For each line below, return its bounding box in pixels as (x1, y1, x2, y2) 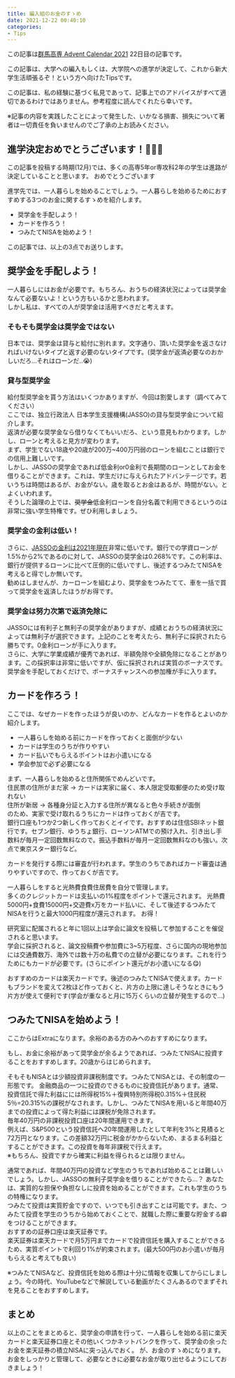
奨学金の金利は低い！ (7, 526, 79, 536)
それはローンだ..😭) (36, 356, 93, 365)
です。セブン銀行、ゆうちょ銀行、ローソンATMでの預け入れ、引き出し (13, 827, 216, 835)
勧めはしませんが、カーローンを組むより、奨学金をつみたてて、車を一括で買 (7, 578, 227, 587)
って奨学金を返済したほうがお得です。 (7, 587, 117, 595)
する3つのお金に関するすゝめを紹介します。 (19, 195, 145, 204)
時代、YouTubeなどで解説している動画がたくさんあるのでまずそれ (37, 1277, 228, 1286)
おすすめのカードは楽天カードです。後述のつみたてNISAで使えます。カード (7, 974, 223, 982)
